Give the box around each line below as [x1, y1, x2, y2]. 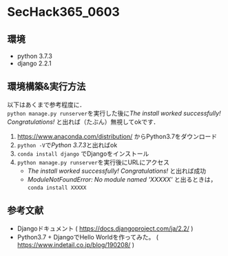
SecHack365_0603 [7, 4, 121, 20]
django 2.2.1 [17, 59, 52, 67]
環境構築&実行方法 [7, 81, 86, 93]
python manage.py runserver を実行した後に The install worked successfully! [7, 109, 222, 117]
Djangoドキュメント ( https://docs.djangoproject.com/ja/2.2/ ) [17, 224, 194, 233]
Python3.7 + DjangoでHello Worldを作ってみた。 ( [17, 233, 159, 241]
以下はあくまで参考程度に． [7, 100, 86, 109]
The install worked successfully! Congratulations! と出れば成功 [27, 167, 207, 175]
